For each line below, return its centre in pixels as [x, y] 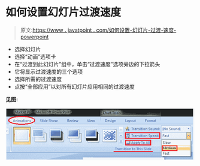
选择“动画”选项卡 [35, 56]
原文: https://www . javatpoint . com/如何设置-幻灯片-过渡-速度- [98, 30]
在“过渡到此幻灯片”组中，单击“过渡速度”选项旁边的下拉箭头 [87, 64]
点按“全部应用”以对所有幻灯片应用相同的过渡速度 [75, 86]
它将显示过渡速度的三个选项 [49, 71]
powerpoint [34, 37]
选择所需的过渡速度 [38, 79]
